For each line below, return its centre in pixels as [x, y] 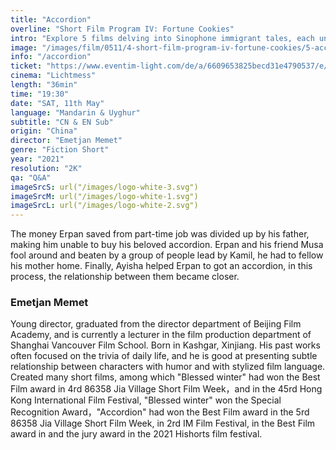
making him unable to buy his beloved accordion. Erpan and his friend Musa [167, 245]
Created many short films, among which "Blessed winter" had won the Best [165, 377]
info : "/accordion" [51, 57]
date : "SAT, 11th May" [57, 103]
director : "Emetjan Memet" [66, 141]
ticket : [26, 66]
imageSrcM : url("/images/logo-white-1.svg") [104, 196]
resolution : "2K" [46, 168]
